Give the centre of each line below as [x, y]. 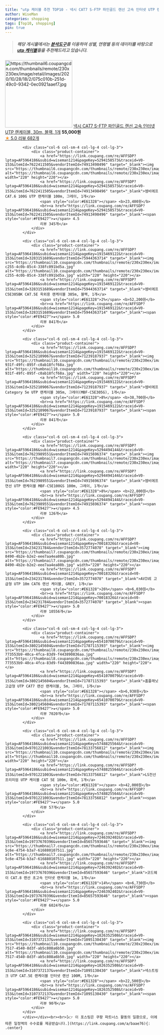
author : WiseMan [21, 14]
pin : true [15, 28]
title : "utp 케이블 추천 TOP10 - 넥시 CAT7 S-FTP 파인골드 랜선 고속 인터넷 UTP [80, 10]
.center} [14, 1028]
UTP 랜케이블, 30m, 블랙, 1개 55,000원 [43, 132]
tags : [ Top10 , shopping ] [30, 23]
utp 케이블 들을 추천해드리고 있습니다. [52, 50]
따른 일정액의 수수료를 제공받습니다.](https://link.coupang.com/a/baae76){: [78, 1024]
